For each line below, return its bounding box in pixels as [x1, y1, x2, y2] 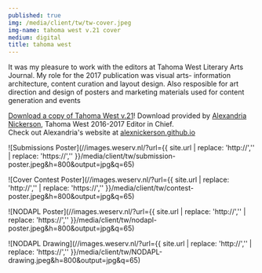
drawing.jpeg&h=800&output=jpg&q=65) [8, 256, 141, 265]
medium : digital [8, 33, 61, 42]
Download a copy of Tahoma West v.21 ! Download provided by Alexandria [8, 111, 247, 120]
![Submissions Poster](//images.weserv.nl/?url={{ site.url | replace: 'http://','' [8, 143, 255, 153]
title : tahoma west [8, 41, 72, 49]
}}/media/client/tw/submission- [74, 151, 176, 161]
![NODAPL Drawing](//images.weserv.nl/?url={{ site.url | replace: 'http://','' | [8, 239, 253, 249]
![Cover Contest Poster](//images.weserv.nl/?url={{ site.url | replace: [8, 175, 230, 185]
